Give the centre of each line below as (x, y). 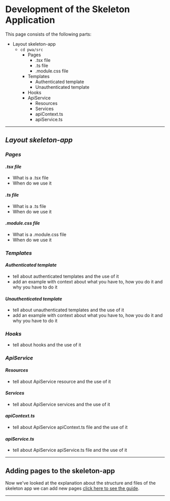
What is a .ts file (29, 206)
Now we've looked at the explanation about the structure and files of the (80, 483)
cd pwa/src (32, 50)
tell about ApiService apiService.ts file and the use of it (70, 450)
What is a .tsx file (31, 178)
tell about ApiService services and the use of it (61, 404)
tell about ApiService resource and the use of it (62, 381)
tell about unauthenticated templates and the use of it (68, 310)
